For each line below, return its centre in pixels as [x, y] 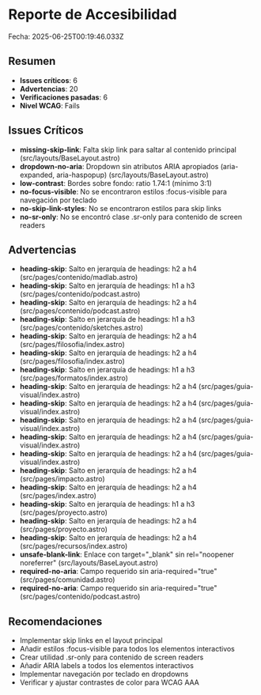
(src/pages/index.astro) [58, 496]
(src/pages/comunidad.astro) [67, 580]
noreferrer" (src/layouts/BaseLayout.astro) [89, 563]
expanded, [37, 175]
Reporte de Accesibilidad [93, 15]
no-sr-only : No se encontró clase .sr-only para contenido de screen [131, 217]
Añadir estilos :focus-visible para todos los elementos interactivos [127, 649]
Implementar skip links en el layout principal [91, 640]
